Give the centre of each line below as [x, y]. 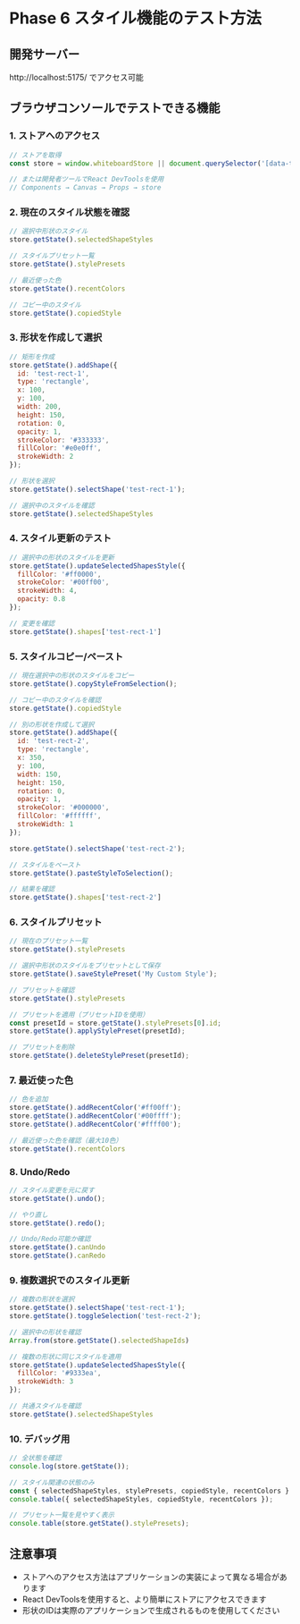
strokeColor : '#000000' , [63, 808]
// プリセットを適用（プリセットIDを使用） [79, 1015]
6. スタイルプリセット [56, 922]
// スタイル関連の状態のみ [52, 1482]
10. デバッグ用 [40, 1439]
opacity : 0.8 [42, 599]
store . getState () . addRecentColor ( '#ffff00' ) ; [95, 1124]
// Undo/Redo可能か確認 [50, 1239]
